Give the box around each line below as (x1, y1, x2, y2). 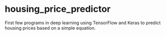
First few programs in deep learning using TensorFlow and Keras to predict (5, 20, 161, 26)
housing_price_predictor (5, 3, 111, 15)
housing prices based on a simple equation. (5, 25, 96, 31)
